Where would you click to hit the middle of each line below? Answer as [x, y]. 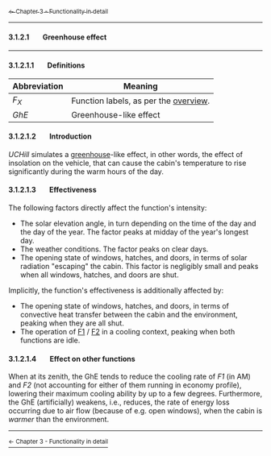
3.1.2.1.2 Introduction [50, 136]
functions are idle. [50, 340]
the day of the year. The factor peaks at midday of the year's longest [134, 232]
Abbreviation [38, 86]
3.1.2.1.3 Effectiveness [52, 190]
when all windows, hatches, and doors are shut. [99, 275]
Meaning [141, 86]
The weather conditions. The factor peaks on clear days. [114, 249]
